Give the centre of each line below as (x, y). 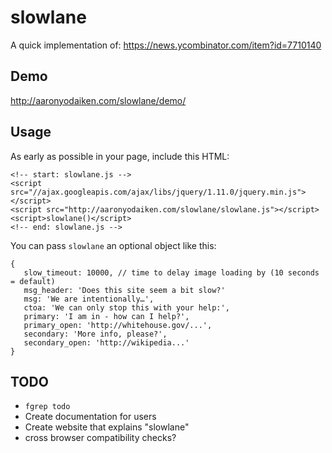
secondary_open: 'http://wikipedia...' (106, 342)
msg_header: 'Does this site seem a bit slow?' (124, 290)
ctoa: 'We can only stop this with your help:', (126, 307)
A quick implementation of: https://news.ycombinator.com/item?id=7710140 (166, 45)
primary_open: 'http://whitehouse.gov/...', (118, 325)
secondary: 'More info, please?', (95, 334)
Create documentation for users (90, 417)
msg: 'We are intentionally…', (89, 299)
